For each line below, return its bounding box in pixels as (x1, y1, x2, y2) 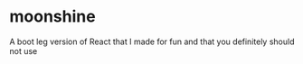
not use (9, 45, 38, 56)
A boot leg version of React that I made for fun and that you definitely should (9, 36, 295, 47)
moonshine (9, 6, 97, 27)
